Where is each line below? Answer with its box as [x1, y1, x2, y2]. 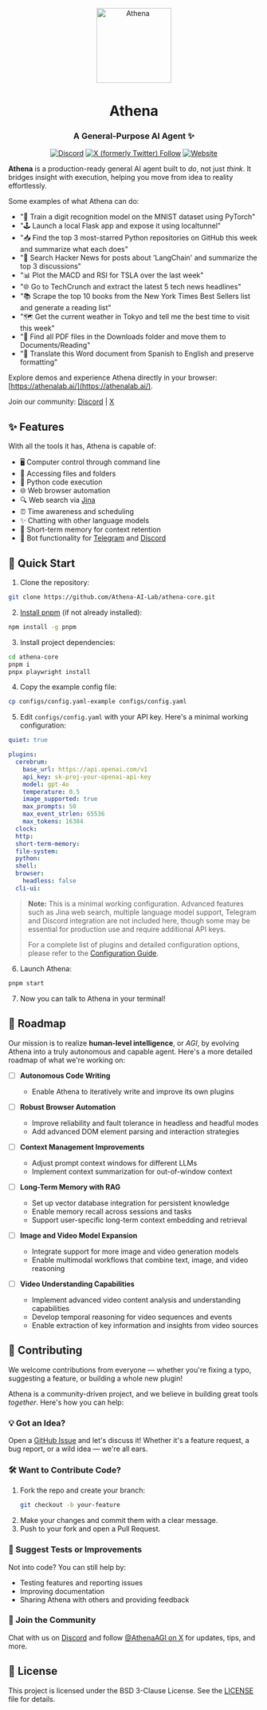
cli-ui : [15, 884, 41, 892]
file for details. [8, 1694, 56, 1704]
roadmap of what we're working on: [8, 1055, 126, 1065]
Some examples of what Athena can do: [8, 197, 139, 206]
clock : [15, 824, 37, 833]
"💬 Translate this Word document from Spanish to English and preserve [19, 349, 254, 359]
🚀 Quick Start [8, 556, 76, 570]
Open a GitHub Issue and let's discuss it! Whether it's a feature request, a [8, 1436, 249, 1445]
